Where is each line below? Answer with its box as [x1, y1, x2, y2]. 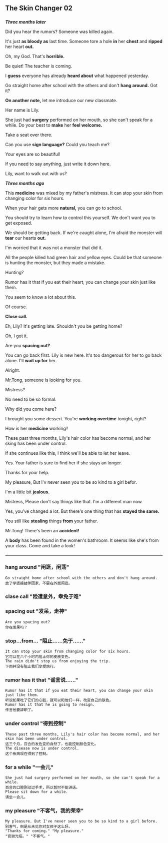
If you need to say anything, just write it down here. [5, 161, 111, 167]
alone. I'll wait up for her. [5, 358, 57, 364]
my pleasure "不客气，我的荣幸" [5, 807, 84, 814]
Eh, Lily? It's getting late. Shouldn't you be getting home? [5, 323, 122, 329]
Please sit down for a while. [5, 789, 68, 794]
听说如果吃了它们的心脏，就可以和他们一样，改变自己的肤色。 [5, 698, 113, 703]
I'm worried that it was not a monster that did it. [5, 245, 103, 251]
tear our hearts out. [5, 235, 46, 241]
